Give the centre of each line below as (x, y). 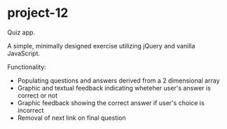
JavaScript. (24, 53)
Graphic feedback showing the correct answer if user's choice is (111, 102)
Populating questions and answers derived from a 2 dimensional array (118, 80)
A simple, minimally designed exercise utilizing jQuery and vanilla (101, 46)
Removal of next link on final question (71, 118)
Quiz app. (21, 32)
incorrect (30, 110)
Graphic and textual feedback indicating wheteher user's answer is (114, 88)
